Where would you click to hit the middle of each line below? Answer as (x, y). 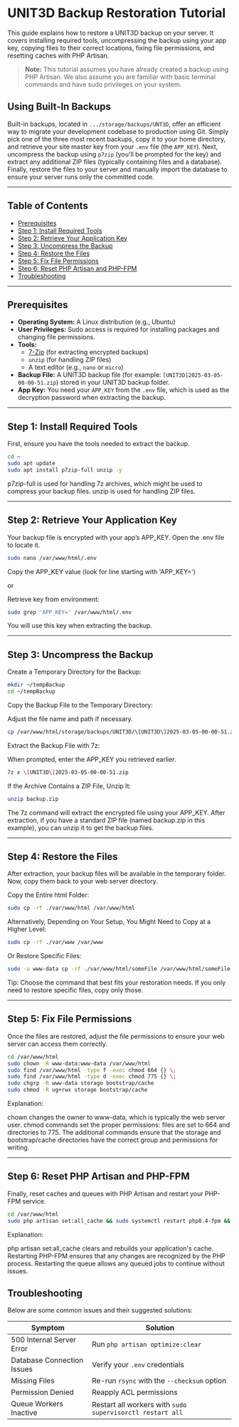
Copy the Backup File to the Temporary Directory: (80, 705)
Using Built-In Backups (59, 107)
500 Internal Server (44, 1340)
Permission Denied (43, 1392)
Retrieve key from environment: (53, 599)
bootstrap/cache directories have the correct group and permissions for (113, 1140)
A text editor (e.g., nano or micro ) (76, 367)
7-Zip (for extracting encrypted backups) (89, 352)
